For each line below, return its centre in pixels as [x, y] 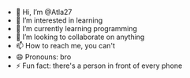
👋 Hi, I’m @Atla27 [44, 12]
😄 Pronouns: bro [43, 57]
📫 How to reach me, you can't [65, 46]
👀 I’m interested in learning [59, 20]
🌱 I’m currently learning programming [76, 28]
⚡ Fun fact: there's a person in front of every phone [99, 66]
